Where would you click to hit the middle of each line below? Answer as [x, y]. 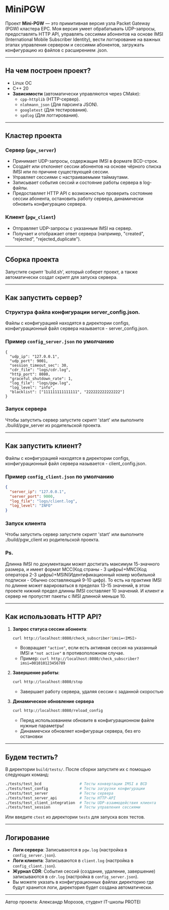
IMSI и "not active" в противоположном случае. [72, 653]
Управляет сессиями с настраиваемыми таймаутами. [71, 177]
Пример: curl [34, 658]
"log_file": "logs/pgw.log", [40, 383]
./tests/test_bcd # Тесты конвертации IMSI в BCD [76, 784]
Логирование [27, 837]
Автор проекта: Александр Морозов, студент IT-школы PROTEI [73, 902]
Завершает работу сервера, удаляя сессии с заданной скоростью [92, 692]
